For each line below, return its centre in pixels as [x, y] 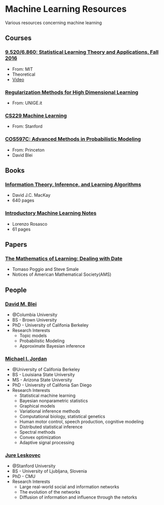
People [16, 290]
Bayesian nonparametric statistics [54, 401]
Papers [16, 244]
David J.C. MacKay [31, 195]
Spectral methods [37, 432]
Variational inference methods [50, 411]
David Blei [22, 155]
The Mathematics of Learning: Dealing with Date [64, 258]
